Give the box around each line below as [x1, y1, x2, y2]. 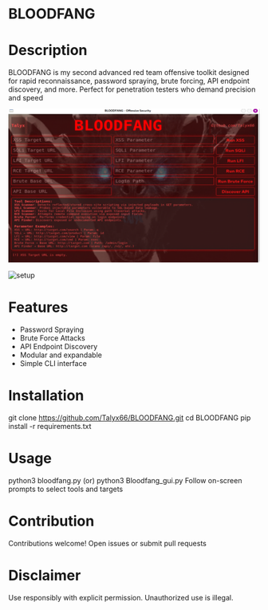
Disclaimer [8, 567, 81, 584]
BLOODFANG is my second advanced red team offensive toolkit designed [8, 68, 250, 77]
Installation [8, 387, 85, 405]
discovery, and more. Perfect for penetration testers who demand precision [8, 85, 256, 94]
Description [8, 41, 88, 60]
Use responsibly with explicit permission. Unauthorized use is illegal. [8, 592, 234, 602]
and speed [8, 93, 44, 103]
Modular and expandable [19, 350, 102, 360]
